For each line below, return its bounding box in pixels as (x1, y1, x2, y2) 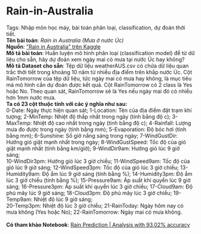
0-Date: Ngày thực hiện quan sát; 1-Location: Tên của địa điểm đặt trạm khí (6, 107, 192, 114)
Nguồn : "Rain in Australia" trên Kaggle (6, 43, 101, 50)
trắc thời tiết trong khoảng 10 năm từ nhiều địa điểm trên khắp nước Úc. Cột (6, 68, 193, 75)
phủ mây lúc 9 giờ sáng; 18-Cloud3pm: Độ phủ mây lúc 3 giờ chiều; (6, 189, 172, 196)
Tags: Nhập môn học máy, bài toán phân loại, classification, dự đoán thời (6, 24, 185, 31)
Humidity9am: (6, 170, 41, 177)
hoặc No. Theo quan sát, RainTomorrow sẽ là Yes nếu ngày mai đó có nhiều (6, 87, 193, 95)
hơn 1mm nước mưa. (6, 94, 56, 101)
